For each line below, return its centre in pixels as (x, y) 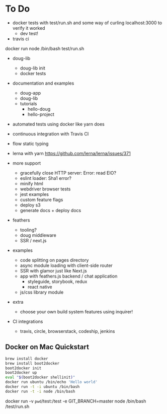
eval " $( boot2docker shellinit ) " (40, 377)
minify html (32, 183)
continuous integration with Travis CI (51, 133)
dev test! (29, 33)
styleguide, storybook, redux (57, 281)
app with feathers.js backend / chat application (69, 276)
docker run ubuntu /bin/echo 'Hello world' (52, 382)
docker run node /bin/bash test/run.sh (45, 48)
